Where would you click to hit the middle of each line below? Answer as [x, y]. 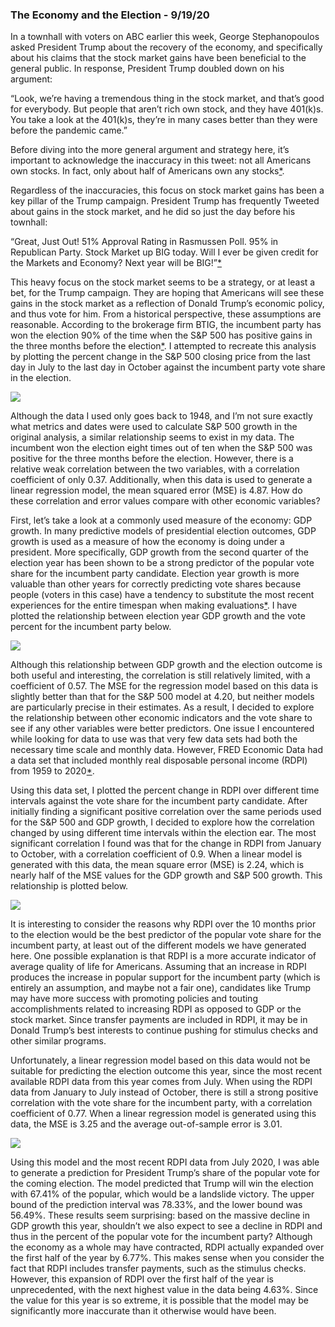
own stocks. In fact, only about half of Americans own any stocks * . [147, 171]
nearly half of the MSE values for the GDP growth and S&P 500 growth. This [166, 875]
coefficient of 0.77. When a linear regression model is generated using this [163, 1114]
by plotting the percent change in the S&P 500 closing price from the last [160, 357]
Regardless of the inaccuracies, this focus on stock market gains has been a [167, 190]
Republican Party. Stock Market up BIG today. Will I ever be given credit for [164, 252]
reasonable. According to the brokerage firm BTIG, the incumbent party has [166, 325]
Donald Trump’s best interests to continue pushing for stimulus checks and [164, 1030]
